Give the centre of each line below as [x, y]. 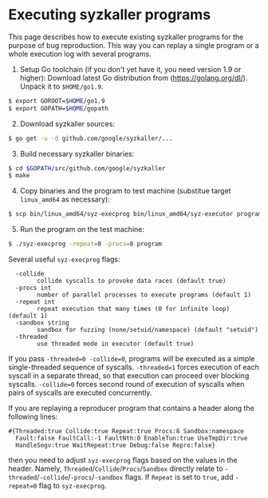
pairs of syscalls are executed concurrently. [80, 392]
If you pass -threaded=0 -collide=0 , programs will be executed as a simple [132, 359]
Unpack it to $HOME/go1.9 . [61, 86]
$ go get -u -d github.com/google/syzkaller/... [91, 138]
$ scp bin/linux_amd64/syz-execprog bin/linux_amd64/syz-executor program [135, 214]
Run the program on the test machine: [82, 229]
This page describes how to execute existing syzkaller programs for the [126, 37]
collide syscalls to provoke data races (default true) [132, 281]
